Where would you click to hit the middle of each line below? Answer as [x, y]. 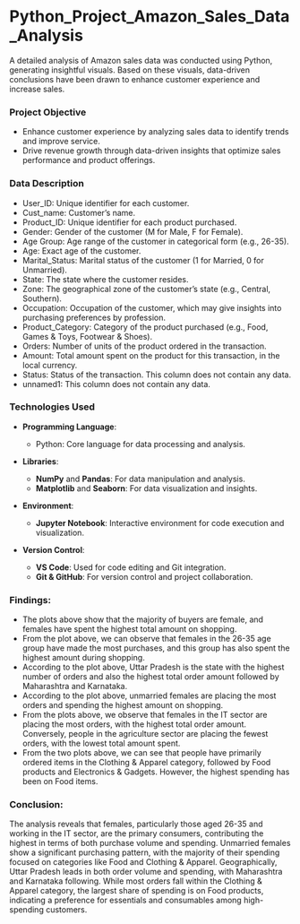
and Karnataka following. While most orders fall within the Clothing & [136, 881]
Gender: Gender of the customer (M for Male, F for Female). [133, 231]
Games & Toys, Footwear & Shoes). [87, 336]
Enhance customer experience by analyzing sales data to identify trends [155, 132]
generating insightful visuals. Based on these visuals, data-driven [130, 70]
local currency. [50, 365]
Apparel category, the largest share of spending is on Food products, [137, 891]
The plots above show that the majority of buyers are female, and [143, 619]
